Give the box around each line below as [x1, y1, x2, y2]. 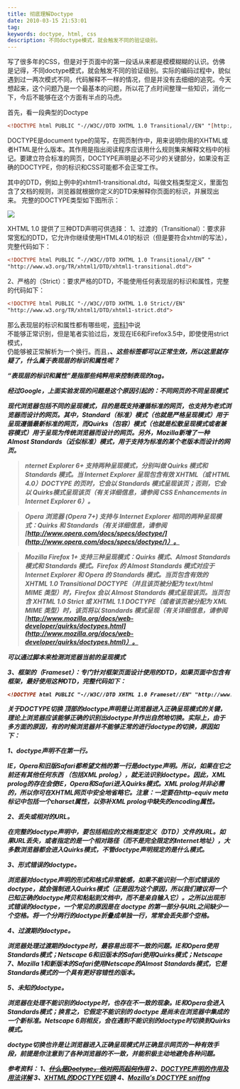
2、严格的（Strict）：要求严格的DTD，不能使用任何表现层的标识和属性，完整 [7, 277, 229, 285]
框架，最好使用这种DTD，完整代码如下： [7, 676, 126, 685]
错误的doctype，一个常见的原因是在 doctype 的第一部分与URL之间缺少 [13, 902, 222, 911]
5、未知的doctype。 [7, 984, 68, 992]
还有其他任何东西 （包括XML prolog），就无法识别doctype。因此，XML [13, 770, 226, 779]
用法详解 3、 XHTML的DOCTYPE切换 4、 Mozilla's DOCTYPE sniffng [7, 1073, 211, 1082]
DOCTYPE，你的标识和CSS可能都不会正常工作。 [19, 163, 162, 171]
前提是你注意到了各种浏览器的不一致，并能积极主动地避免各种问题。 [19, 1049, 219, 1058]
